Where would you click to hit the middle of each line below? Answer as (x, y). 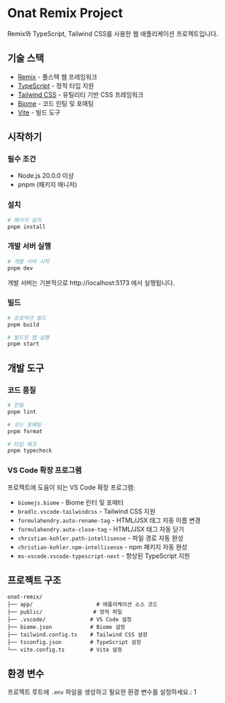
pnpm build (23, 324)
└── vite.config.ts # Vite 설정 (65, 650)
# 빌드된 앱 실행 (28, 337)
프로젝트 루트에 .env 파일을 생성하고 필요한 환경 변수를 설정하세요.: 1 (102, 692)
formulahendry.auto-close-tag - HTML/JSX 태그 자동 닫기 (101, 529)
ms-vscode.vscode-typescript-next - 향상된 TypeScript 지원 (104, 556)
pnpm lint (22, 412)
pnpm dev (20, 268)
